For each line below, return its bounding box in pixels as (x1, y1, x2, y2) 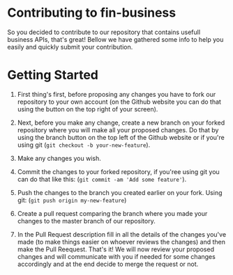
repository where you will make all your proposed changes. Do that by (17, 125, 219, 134)
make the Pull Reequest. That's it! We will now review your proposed (17, 245, 215, 253)
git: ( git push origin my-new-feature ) (17, 196, 127, 204)
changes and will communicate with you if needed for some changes (17, 252, 216, 260)
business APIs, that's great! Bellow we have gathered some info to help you (7, 35, 224, 43)
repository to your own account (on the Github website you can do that (17, 97, 222, 106)
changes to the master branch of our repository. (17, 217, 156, 225)
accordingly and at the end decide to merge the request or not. (17, 260, 199, 268)
